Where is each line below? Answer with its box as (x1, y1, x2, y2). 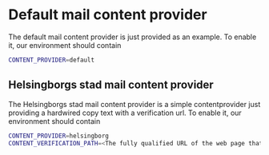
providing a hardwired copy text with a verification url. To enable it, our (8, 108, 242, 117)
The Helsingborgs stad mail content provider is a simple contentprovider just (8, 99, 261, 109)
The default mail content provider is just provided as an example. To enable (8, 32, 257, 42)
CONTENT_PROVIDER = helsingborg (8, 132, 110, 140)
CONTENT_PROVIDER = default (8, 56, 94, 64)
